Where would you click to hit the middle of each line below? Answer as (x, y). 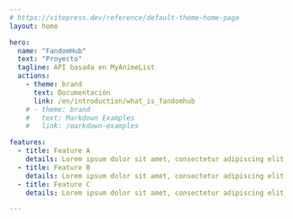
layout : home (34, 26)
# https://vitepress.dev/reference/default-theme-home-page (125, 18)
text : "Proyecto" (50, 59)
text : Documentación (72, 92)
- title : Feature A (54, 151)
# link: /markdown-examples (82, 126)
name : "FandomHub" (52, 50)
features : (28, 142)
